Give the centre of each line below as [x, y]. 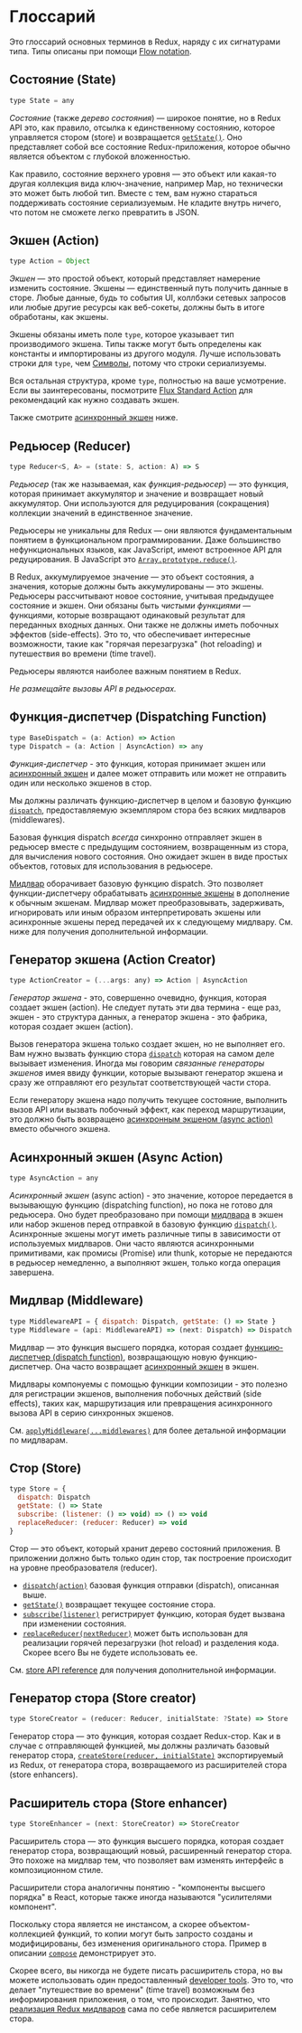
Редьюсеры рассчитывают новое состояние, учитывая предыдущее [142, 596]
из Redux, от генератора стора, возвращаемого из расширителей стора [148, 1765]
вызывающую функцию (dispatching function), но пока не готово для [141, 1205]
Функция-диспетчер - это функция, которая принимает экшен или [137, 763]
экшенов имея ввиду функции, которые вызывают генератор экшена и [146, 1073]
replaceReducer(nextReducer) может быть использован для [135, 1633]
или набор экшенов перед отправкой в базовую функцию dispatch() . [143, 1224]
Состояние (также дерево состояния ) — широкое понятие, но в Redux [145, 118]
